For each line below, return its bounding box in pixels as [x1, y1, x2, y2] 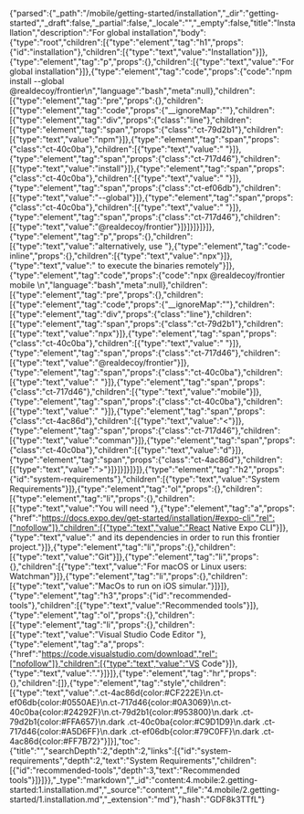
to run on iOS [127, 580, 177, 591]
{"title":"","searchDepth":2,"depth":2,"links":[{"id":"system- [9, 745, 233, 756]
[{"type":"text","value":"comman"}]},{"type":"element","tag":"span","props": [9, 435, 296, 446]
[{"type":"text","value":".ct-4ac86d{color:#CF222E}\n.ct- [9, 687, 225, 698]
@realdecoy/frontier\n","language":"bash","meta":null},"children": [9, 86, 256, 96]
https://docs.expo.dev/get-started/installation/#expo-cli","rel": [41, 513, 276, 523]
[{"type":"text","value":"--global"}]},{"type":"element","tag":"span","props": [9, 192, 294, 203]
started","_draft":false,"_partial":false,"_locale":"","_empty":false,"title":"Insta [9, 17, 296, 28]
